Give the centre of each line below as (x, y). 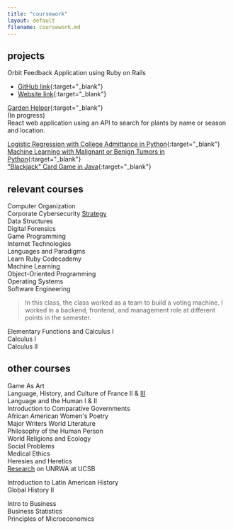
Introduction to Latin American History (63, 482)
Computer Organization (41, 206)
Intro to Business (32, 503)
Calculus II (23, 346)
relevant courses (45, 189)
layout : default (31, 21)
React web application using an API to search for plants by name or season (117, 123)
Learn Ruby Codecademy (45, 259)
